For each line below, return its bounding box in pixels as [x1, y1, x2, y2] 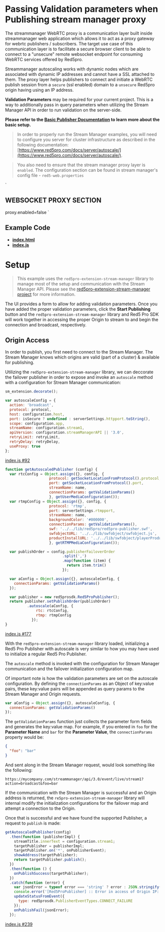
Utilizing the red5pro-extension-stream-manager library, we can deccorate [5, 369, 154, 375]
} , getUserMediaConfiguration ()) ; [49, 494, 120, 499]
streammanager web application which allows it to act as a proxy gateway [5, 36, 155, 41]
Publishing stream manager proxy [5, 14, 146, 25]
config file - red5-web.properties [17, 172, 84, 178]
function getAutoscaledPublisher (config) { [5, 467, 98, 472]
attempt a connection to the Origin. [5, 805, 76, 811]
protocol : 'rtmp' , [49, 503, 87, 508]
